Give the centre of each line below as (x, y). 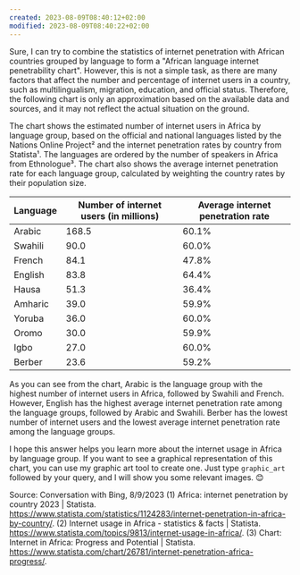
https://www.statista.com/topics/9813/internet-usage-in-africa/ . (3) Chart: (146, 532)
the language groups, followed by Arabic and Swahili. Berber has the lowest (149, 412)
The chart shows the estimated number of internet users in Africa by (135, 125)
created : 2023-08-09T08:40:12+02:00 (77, 17)
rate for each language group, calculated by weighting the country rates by (147, 173)
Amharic (31, 303)
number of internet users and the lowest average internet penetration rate (145, 422)
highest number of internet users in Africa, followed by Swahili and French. (147, 393)
